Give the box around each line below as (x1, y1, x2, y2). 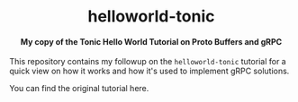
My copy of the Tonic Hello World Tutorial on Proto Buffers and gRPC (20, 36, 283, 47)
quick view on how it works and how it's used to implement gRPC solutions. (9, 65, 290, 77)
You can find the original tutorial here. (9, 83, 149, 94)
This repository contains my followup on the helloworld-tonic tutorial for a (9, 56, 286, 67)
